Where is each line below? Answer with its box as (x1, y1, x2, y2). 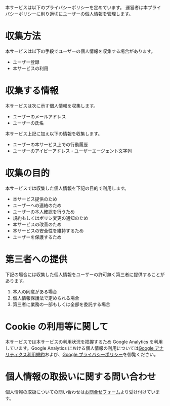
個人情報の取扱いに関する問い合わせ (5, 371, 156, 382)
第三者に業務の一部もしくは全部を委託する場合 (12, 301, 110, 307)
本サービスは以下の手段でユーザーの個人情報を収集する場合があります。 (5, 48, 156, 54)
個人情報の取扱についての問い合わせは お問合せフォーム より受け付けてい (5, 389, 156, 395)
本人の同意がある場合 (12, 288, 57, 294)
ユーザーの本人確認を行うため (12, 209, 75, 215)
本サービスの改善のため (12, 221, 62, 227)
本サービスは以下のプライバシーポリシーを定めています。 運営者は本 (5, 5, 148, 10)
